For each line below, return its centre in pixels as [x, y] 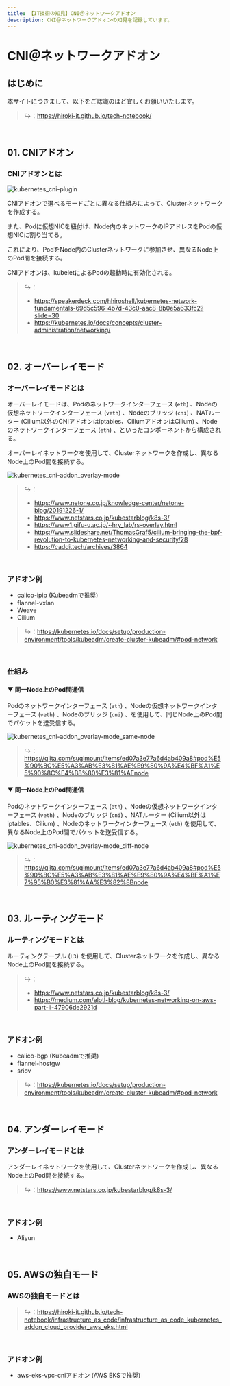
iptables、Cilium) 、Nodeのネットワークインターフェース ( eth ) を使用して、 [114, 823]
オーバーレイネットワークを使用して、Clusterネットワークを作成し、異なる [113, 452]
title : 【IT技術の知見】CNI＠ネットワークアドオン [71, 13]
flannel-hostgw [38, 1064]
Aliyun [26, 1238]
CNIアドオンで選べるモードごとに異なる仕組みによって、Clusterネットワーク [115, 204]
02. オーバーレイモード [56, 366]
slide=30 [47, 315]
